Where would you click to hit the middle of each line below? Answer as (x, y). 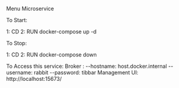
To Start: (17, 20)
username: (19, 73)
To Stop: (16, 43)
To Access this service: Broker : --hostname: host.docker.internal (87, 66)
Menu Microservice (30, 9)
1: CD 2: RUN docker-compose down (51, 55)
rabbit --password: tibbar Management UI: (86, 73)
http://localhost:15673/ (34, 79)
